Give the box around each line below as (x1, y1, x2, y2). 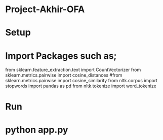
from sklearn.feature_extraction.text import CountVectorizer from (5, 67, 141, 73)
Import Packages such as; (5, 50, 117, 61)
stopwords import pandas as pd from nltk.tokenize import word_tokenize (5, 83, 157, 89)
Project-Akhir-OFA (5, 4, 85, 15)
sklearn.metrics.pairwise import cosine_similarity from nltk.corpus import (5, 78, 158, 84)
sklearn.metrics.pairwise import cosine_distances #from (5, 72, 123, 78)
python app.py (5, 124, 68, 135)
